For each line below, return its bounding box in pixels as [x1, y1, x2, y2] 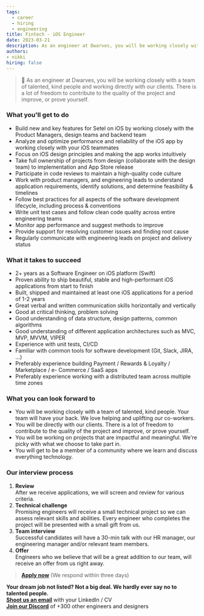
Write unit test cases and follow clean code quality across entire [15, 208, 176, 215]
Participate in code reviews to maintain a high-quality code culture [15, 169, 182, 177]
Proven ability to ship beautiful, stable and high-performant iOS [15, 276, 174, 283]
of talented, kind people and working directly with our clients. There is [21, 83, 197, 90]
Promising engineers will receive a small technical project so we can [15, 508, 186, 515]
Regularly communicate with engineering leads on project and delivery [15, 234, 192, 242]
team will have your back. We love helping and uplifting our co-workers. [15, 415, 195, 422]
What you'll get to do [6, 110, 69, 119]
